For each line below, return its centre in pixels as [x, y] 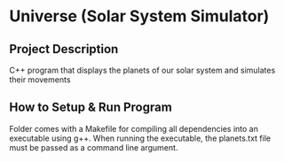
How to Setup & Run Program [91, 108]
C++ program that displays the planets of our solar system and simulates [142, 70]
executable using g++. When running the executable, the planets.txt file [140, 138]
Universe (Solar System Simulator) [139, 16]
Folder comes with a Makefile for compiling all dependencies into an [134, 128]
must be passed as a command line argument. [94, 147]
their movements [40, 80]
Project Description [64, 49]
